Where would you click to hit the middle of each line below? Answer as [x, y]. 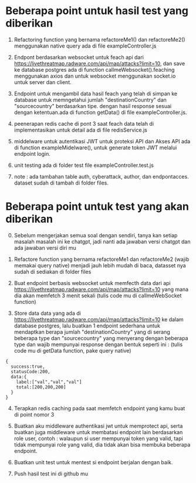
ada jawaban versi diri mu [45, 247]
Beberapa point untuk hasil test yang [97, 11]
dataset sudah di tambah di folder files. [61, 183]
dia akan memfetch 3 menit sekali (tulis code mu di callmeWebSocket [98, 296]
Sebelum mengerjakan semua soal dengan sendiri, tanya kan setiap [96, 235]
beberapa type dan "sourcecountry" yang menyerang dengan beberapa [101, 338]
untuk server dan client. [43, 82]
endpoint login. [32, 153]
